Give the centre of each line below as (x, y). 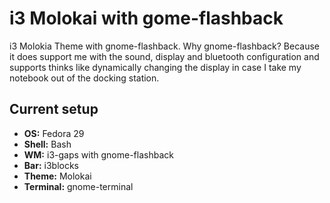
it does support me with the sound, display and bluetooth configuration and (164, 56)
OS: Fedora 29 (54, 133)
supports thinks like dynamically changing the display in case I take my (155, 67)
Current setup (54, 109)
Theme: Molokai (57, 176)
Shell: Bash (47, 144)
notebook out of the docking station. (84, 78)
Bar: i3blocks (51, 165)
